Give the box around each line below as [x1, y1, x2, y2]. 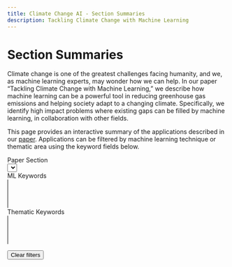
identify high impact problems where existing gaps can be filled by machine [7, 107, 225, 115]
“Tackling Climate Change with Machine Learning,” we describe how [7, 84, 205, 93]
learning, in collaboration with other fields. [7, 114, 129, 123]
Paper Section [7, 156, 48, 165]
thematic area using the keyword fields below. [7, 142, 140, 151]
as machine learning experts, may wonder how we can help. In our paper [7, 77, 218, 86]
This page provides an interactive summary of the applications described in [7, 128, 225, 136]
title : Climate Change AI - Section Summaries [7, 10, 145, 17]
